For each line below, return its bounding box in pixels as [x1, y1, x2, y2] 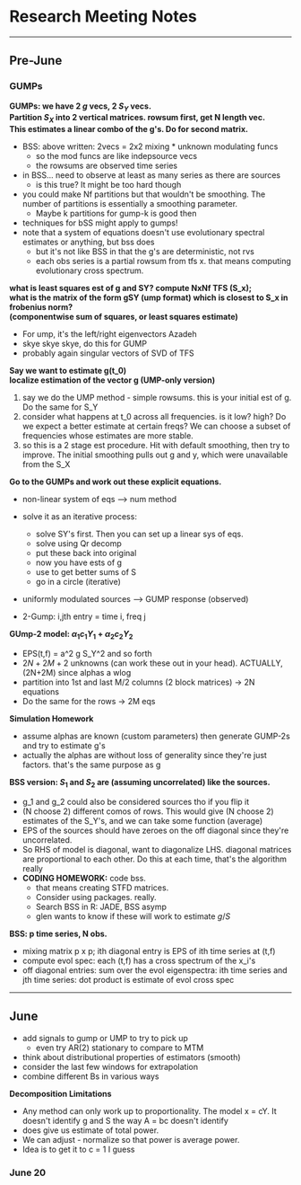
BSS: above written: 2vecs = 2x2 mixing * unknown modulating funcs [21, 141, 279, 152]
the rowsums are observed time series [35, 160, 177, 172]
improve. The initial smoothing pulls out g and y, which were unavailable [21, 449, 288, 460]
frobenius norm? [9, 302, 73, 313]
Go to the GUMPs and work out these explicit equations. [9, 476, 222, 487]
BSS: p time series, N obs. [9, 928, 107, 939]
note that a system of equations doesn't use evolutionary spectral [21, 227, 265, 238]
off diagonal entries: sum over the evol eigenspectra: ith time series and [21, 964, 288, 976]
